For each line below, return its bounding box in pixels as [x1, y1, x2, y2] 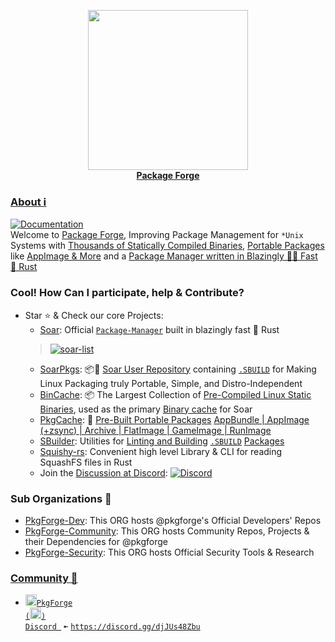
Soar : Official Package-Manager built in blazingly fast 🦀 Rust [39, 323, 280, 335]
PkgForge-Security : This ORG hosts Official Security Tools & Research [24, 546, 315, 558]
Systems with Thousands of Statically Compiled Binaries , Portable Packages [10, 240, 325, 252]
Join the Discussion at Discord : [39, 466, 168, 479]
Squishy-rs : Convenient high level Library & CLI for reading [39, 445, 283, 457]
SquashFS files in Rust [39, 456, 133, 468]
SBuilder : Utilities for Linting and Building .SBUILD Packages [39, 435, 285, 447]
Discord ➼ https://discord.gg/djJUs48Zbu [24, 622, 201, 632]
